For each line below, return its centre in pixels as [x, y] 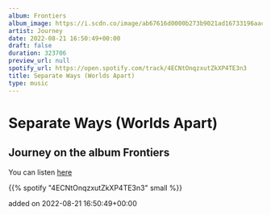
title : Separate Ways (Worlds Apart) [72, 76]
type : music [28, 83]
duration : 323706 [38, 53]
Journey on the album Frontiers [89, 153]
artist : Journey [35, 31]
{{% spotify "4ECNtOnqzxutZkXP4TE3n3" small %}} [96, 188]
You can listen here [40, 172]
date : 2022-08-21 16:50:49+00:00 [65, 38]
